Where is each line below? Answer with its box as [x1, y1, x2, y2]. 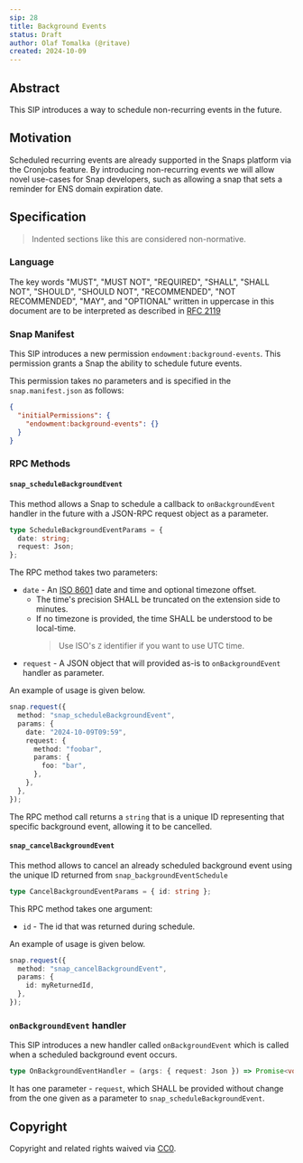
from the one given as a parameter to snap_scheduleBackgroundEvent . [9, 1093, 265, 1103]
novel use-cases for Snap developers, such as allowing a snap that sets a [9, 174, 282, 184]
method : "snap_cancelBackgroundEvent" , [17, 964, 168, 973]
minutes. [35, 604, 69, 614]
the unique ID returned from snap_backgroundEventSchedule [9, 869, 228, 880]
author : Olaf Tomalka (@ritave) [9, 38, 131, 48]
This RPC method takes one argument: [9, 903, 153, 914]
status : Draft [9, 30, 63, 39]
